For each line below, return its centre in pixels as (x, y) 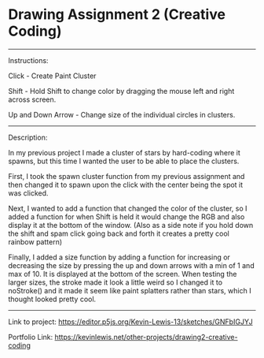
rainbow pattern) (35, 241)
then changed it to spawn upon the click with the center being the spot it (126, 185)
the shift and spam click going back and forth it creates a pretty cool (119, 233)
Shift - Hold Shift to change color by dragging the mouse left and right (121, 91)
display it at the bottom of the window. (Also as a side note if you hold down (131, 225)
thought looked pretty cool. (52, 299)
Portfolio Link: (31, 337)
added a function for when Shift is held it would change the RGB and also (126, 216)
